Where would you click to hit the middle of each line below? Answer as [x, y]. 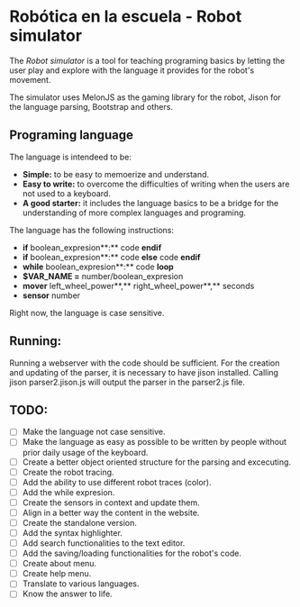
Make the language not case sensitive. [94, 432]
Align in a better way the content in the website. [111, 512]
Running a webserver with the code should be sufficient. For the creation [145, 363]
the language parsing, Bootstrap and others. [91, 106]
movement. [30, 79]
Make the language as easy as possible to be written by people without [154, 442]
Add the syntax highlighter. [73, 532]
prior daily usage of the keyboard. [85, 452]
